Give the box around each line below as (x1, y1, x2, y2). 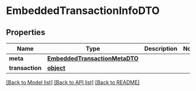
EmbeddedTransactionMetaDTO (47, 54, 139, 62)
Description (143, 45, 178, 52)
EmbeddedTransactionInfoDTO (6, 4, 160, 17)
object (47, 64, 66, 72)
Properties (6, 27, 45, 37)
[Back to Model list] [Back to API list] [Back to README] (6, 79, 140, 86)
